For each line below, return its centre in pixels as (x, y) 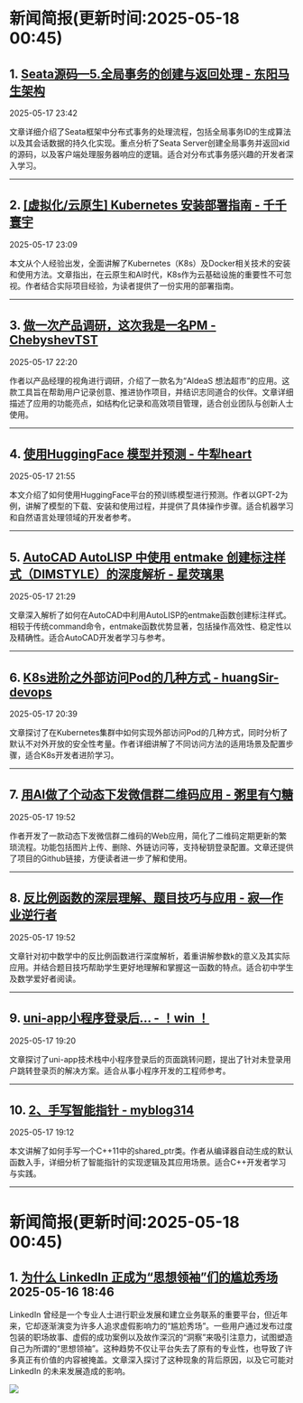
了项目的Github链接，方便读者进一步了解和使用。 (101, 858)
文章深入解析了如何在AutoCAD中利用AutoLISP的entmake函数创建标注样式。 (150, 615)
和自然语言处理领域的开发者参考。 (73, 518)
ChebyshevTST (54, 340)
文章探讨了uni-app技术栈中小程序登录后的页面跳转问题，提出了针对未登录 (147, 1059)
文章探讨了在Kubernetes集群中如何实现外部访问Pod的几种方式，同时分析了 (149, 733)
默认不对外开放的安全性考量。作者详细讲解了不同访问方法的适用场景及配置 (147, 744)
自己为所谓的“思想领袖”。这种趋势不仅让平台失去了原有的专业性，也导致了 (147, 1349)
